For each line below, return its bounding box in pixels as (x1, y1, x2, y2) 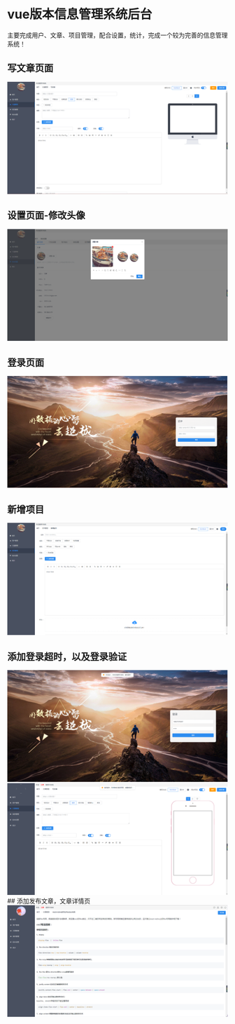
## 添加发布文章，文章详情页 (7, 897, 91, 905)
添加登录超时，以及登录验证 (7, 650, 127, 663)
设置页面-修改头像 (7, 210, 85, 222)
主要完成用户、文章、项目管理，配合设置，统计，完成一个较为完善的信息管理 (7, 31, 228, 39)
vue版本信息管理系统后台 (7, 6, 152, 22)
